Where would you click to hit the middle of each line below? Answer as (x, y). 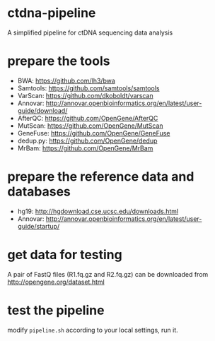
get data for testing (65, 255)
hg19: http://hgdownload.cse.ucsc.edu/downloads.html (98, 211)
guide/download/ (42, 110)
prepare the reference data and (101, 177)
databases (39, 192)
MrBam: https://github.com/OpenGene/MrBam (85, 148)
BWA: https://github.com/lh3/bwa (66, 80)
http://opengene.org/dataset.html (56, 282)
